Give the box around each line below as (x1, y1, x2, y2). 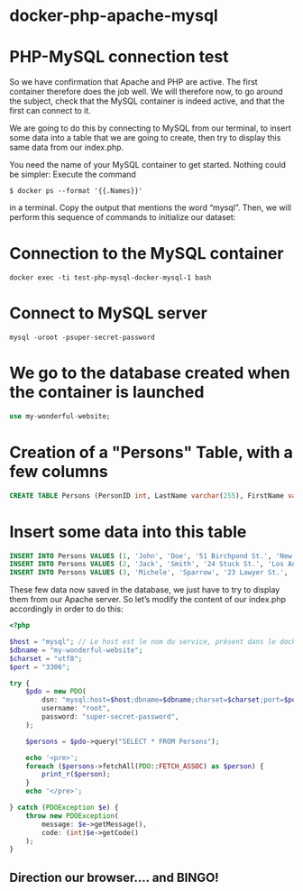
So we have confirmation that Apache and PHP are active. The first (9, 77, 259, 87)
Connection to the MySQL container (9, 243, 284, 264)
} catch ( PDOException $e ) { (9, 804, 119, 813)
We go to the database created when (9, 363, 290, 383)
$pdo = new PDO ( (25, 687, 87, 696)
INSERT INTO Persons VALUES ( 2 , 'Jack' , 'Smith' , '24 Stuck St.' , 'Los (9, 560, 284, 569)
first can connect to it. (9, 106, 92, 116)
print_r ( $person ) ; (41, 770, 111, 779)
